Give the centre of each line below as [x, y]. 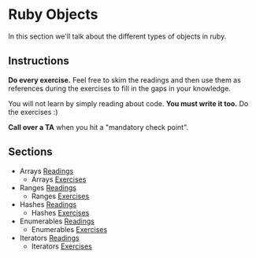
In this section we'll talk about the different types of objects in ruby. [117, 36]
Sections [30, 152]
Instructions [39, 61]
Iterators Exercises [62, 246]
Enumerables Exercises [69, 229]
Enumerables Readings [57, 221]
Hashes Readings [48, 204]
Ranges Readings [48, 187]
